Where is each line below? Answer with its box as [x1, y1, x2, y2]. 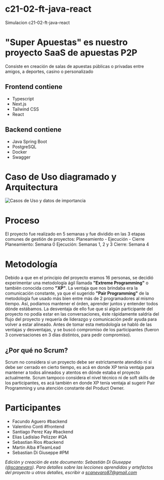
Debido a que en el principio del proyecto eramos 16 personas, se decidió [5, 275, 154, 281]
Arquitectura [5, 182, 58, 193]
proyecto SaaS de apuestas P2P [5, 47, 138, 58]
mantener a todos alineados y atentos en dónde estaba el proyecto [5, 369, 141, 375]
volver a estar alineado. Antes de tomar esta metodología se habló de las [5, 321, 152, 327]
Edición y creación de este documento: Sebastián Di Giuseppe [5, 459, 131, 465]
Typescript [12, 95, 34, 101]
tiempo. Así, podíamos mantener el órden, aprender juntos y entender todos [5, 301, 158, 307]
